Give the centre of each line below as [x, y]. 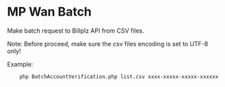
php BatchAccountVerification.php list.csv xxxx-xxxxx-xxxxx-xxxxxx [119, 76]
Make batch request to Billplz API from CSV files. [76, 31]
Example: [20, 64]
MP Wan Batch [50, 12]
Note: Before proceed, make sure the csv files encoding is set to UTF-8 [108, 43]
